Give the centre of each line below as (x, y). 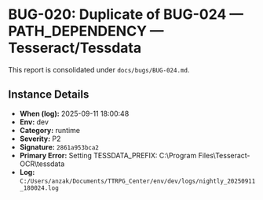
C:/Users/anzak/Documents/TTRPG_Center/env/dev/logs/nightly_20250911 (137, 181)
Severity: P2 (40, 139)
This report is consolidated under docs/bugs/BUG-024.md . (99, 69)
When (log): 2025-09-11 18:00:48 (74, 113)
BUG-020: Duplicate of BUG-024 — (126, 15)
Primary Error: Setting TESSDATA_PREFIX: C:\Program (108, 155)
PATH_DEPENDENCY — (86, 31)
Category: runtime (50, 130)
